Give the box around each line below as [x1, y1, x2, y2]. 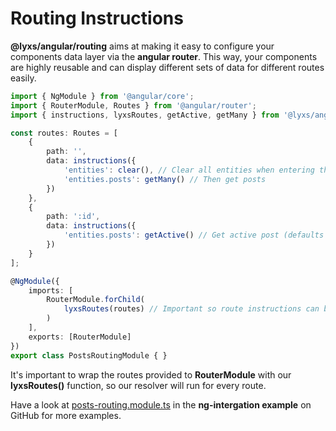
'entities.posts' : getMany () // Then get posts [63, 174, 267, 184]
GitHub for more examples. [10, 409, 122, 421]
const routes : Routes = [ [10, 128, 118, 138]
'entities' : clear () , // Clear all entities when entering [63, 165, 315, 176]
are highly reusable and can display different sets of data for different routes [10, 61, 325, 73]
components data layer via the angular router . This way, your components [10, 50, 318, 62]
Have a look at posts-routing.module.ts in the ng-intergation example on [10, 398, 312, 411]
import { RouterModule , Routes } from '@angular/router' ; [10, 100, 257, 111]
